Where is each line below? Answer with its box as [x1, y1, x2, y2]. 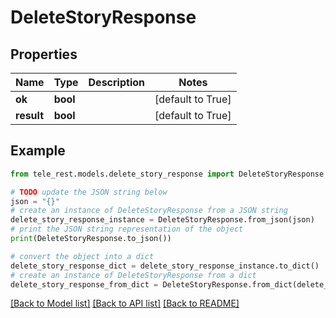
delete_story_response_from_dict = [10, 279, 159, 290]
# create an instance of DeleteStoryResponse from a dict [10, 270, 257, 280]
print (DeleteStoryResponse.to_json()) [10, 234, 172, 244]
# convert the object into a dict [10, 251, 155, 261]
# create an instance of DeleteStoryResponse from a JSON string [10, 206, 288, 216]
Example [10, 142, 66, 160]
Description [88, 76, 145, 89]
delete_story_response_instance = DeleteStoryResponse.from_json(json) [10, 215, 315, 225]
